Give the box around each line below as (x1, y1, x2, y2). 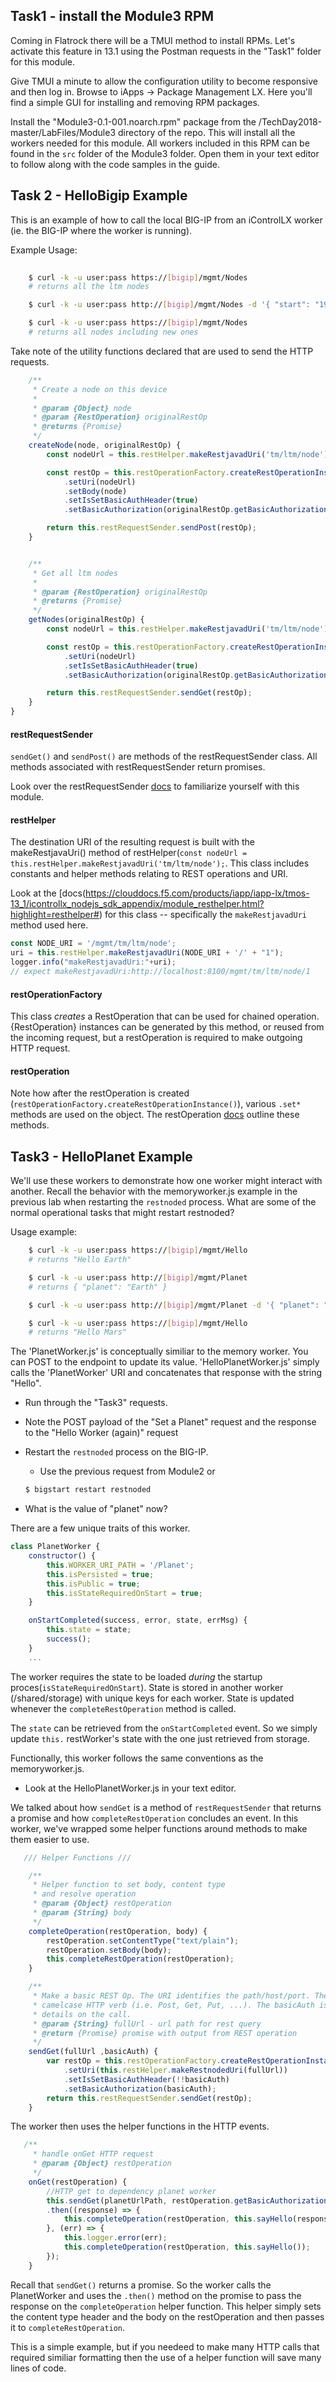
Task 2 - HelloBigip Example (10, 187, 188, 204)
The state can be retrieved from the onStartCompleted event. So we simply (10, 1722, 318, 1734)
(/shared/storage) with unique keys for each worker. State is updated (10, 1692, 295, 1704)
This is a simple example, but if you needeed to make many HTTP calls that (10, 2340, 320, 2353)
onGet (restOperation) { (28, 2177, 128, 2187)
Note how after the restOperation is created (10, 1087, 190, 1099)
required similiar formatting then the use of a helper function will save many (10, 2351, 322, 2363)
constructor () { (28, 1551, 97, 1561)
